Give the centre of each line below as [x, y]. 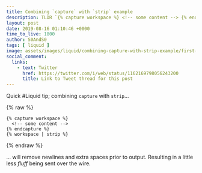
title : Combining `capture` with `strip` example [70, 12]
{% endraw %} [25, 145]
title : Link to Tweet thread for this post [78, 79]
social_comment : [26, 56]
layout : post [23, 23]
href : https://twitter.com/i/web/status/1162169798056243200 [100, 73]
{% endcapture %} [28, 129]
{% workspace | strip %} [37, 135]
